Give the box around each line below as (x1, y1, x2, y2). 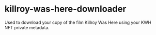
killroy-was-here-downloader (4, 3, 126, 15)
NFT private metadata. (4, 24, 49, 30)
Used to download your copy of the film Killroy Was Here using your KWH (4, 19, 152, 25)
